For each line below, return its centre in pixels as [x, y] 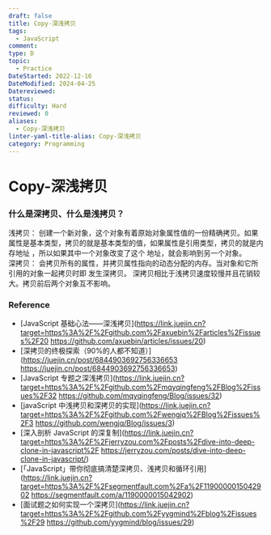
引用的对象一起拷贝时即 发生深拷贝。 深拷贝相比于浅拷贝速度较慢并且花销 [131, 273]
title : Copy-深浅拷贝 [42, 23]
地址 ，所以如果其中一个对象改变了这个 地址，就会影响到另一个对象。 [131, 253]
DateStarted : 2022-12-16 [50, 76]
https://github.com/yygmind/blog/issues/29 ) [121, 522]
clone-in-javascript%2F [59, 451]
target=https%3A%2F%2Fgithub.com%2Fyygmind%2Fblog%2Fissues [138, 514]
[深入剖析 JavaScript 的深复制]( [72, 433]
